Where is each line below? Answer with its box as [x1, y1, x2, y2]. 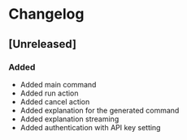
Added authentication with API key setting [20, 122, 161, 132]
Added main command [20, 79, 97, 89]
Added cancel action [20, 96, 90, 106]
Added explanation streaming [20, 114, 120, 124]
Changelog [8, 5, 85, 23]
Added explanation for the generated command [20, 105, 180, 115]
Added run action [20, 88, 79, 98]
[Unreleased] [8, 37, 77, 51]
